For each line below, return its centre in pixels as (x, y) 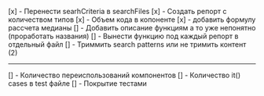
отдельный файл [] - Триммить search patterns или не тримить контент (127, 44)
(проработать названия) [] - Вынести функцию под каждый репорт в (123, 36)
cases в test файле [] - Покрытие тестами (78, 84)
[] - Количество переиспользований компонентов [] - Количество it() (125, 75)
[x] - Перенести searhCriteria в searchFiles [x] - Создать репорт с (117, 11)
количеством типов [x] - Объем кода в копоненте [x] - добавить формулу (132, 20)
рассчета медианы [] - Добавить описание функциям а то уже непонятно (132, 28)
